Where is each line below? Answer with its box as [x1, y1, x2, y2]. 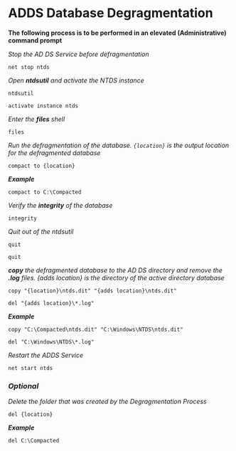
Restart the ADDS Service [8, 351, 84, 359]
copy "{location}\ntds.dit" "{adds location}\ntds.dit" [8, 287, 177, 295]
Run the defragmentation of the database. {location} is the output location [8, 141, 230, 149]
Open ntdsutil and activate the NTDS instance [8, 76, 144, 85]
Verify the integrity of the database [8, 201, 113, 209]
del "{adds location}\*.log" [8, 299, 95, 307]
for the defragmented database [8, 148, 101, 157]
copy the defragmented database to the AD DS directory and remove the [8, 265, 223, 275]
